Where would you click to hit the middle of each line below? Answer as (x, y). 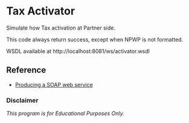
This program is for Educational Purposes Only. (66, 113)
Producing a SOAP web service (54, 84)
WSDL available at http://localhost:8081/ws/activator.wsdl (78, 51)
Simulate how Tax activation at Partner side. (61, 28)
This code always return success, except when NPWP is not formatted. (95, 39)
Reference (26, 70)
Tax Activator (41, 11)
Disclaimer (22, 100)
